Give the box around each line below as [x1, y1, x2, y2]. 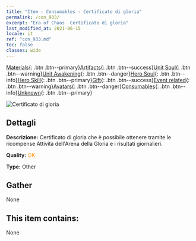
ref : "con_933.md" [6, 36, 52, 42]
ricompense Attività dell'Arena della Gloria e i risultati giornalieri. [6, 140, 163, 147]
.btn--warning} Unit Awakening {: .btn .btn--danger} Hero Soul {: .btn [6, 70, 170, 77]
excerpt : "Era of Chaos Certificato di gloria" [6, 20, 129, 26]
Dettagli [6, 118, 36, 128]
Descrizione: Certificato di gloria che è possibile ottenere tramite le [6, 133, 171, 140]
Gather [6, 180, 33, 190]
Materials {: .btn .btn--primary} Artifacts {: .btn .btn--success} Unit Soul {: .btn [6, 64, 191, 71]
